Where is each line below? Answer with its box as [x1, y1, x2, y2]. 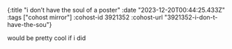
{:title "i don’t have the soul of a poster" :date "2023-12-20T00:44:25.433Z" [7, 6, 225, 14]
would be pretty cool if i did [7, 34, 86, 42]
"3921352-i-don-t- [164, 13, 218, 21]
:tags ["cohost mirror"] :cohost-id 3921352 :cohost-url [7, 13, 163, 21]
